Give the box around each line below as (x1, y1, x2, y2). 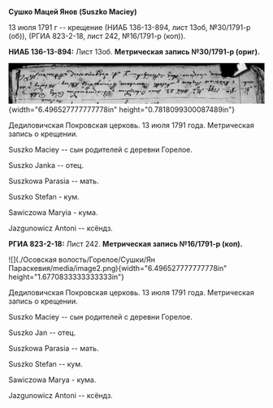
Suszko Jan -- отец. (8, 328, 76, 337)
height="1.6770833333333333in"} (8, 272, 124, 281)
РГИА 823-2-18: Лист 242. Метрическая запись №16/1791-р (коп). (8, 238, 243, 248)
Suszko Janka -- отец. (8, 160, 84, 170)
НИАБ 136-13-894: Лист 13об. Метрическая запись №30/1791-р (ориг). (8, 47, 260, 56)
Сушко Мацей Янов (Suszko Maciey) (8, 7, 137, 16)
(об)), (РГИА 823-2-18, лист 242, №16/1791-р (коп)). (8, 32, 186, 41)
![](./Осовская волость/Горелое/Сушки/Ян (8, 255, 156, 264)
